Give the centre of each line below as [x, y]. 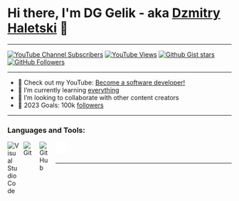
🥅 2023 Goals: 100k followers [61, 105]
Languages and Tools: [46, 130]
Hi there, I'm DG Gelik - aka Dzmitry [114, 13]
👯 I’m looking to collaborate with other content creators [98, 97]
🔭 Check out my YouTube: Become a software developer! [101, 82]
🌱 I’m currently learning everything [68, 89]
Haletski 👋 [38, 28]
